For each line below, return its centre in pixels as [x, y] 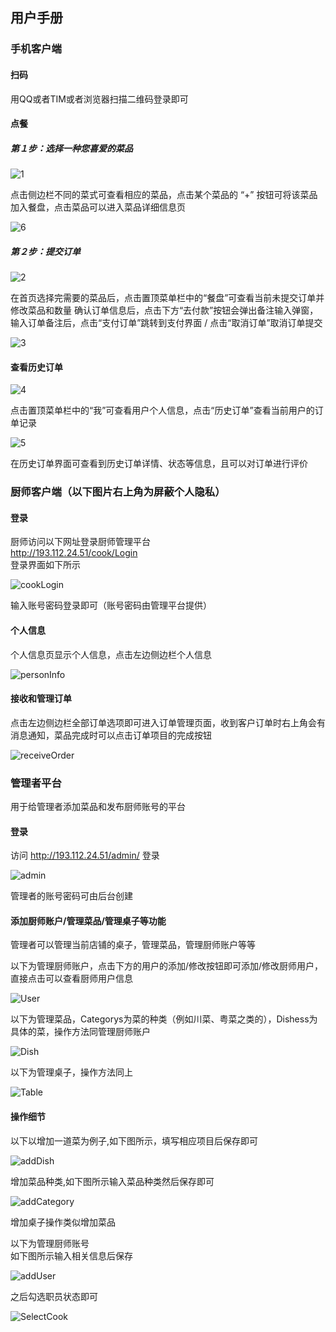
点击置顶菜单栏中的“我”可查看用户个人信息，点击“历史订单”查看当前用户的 [162, 410]
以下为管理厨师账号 [50, 1243]
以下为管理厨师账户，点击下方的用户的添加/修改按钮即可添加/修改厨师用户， [167, 966]
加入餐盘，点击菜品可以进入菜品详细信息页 [98, 207]
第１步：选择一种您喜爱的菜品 [71, 148]
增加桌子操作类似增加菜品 [63, 1222]
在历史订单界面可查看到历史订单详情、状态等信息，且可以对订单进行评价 [159, 464]
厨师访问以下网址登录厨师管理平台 [80, 542]
